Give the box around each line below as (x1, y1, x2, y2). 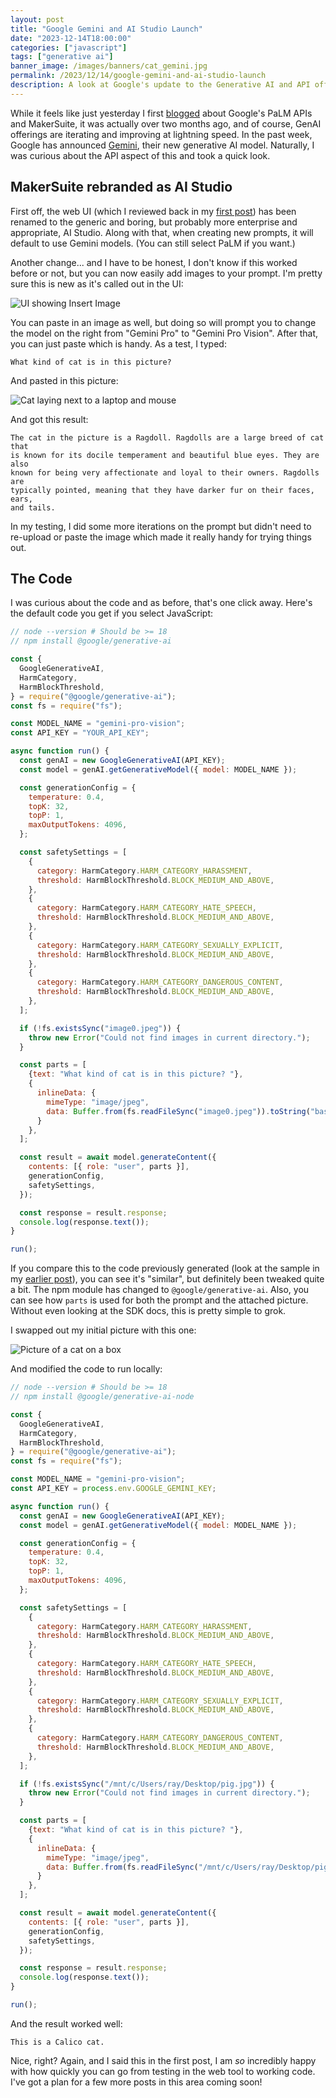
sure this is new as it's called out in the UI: (10, 277, 184, 290)
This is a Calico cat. (10, 2037, 105, 2047)
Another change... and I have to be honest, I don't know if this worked (10, 256, 298, 268)
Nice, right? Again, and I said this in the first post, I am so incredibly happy (10, 2054, 317, 2066)
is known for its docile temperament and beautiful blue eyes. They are (10, 450, 320, 460)
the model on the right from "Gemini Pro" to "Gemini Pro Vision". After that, (10, 327, 319, 339)
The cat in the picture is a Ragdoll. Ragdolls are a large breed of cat (10, 432, 325, 443)
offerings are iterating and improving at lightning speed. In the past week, (10, 128, 313, 140)
